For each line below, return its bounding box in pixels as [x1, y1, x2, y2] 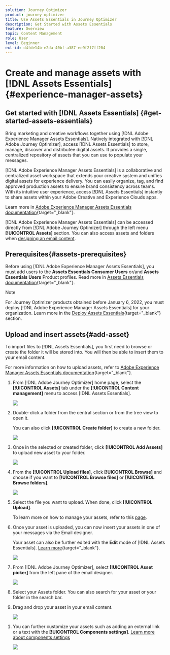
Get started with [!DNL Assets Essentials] [5, 109, 139, 117]
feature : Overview [5, 26, 44, 31]
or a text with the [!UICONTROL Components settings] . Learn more [12, 629, 155, 635]
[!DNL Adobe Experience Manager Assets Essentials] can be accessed [5, 219, 153, 225]
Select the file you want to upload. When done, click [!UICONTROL [12, 499, 153, 505]
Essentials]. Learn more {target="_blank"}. [12, 545, 100, 551]
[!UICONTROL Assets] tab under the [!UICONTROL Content [12, 385, 139, 391]
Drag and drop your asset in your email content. [12, 604, 113, 610]
